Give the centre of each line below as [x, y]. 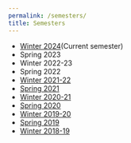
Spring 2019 [39, 122]
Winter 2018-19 [44, 131]
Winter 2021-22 [45, 80]
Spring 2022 [40, 71]
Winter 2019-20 [45, 113]
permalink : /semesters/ [48, 16]
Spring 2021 [39, 88]
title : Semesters [37, 23]
